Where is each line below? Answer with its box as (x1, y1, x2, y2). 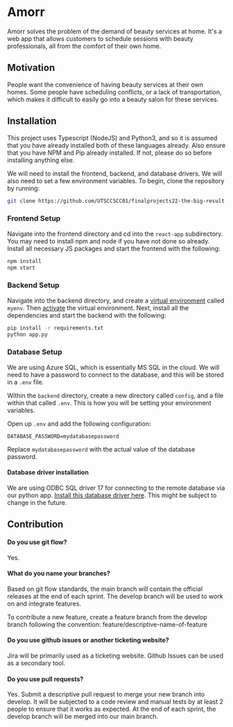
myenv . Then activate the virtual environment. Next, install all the (7, 303, 189, 312)
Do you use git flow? (7, 538, 67, 547)
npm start (7, 264, 36, 271)
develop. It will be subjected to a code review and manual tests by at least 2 (7, 698, 224, 706)
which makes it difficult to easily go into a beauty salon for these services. (7, 95, 219, 103)
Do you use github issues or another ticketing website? (7, 636, 170, 644)
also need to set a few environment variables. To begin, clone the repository (7, 176, 225, 185)
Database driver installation (7, 468, 89, 477)
